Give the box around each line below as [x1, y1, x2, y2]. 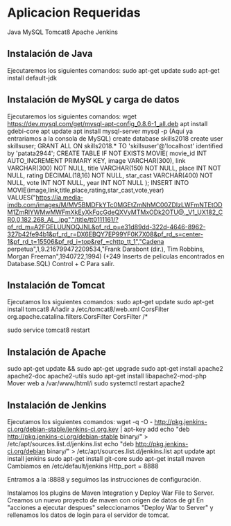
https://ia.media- [35, 193, 84, 202]
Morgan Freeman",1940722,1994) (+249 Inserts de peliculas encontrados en [7, 252, 225, 261]
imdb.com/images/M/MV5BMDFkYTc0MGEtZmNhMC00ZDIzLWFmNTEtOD [7, 200, 223, 209]
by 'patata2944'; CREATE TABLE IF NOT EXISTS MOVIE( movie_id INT [7, 149, 207, 157]
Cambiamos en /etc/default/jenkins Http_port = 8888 [7, 462, 159, 470]
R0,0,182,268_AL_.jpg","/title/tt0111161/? [7, 215, 119, 223]
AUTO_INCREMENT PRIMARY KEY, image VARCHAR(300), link [7, 156, 186, 164]
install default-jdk [7, 73, 58, 82]
